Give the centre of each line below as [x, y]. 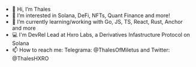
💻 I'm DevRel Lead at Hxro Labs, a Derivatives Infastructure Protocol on [101, 35]
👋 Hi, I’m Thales [31, 9]
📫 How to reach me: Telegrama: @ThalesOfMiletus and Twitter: [91, 50]
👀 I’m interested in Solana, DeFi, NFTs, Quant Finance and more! [91, 15]
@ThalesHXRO [30, 58]
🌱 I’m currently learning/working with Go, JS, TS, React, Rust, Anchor [97, 22]
